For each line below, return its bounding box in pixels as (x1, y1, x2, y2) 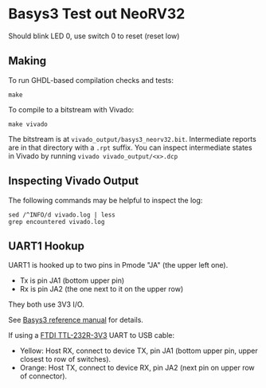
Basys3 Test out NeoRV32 (8, 5, 186, 23)
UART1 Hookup (8, 239, 85, 253)
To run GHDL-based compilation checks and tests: (8, 75, 174, 84)
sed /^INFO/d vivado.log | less (8, 210, 115, 219)
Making (8, 54, 46, 68)
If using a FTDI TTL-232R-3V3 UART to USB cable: (8, 331, 175, 340)
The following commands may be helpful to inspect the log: (8, 195, 203, 205)
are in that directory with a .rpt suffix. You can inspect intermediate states (8, 143, 252, 152)
